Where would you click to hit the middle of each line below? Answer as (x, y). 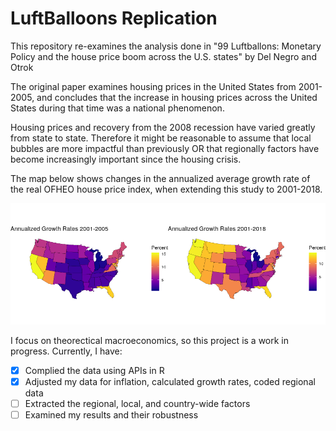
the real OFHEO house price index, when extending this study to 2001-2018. (166, 189)
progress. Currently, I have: (66, 351)
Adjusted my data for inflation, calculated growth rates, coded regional (170, 381)
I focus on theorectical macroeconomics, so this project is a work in (150, 340)
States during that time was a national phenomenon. (117, 108)
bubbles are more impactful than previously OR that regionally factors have (165, 148)
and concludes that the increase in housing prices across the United (177, 97)
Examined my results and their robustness (111, 414)
